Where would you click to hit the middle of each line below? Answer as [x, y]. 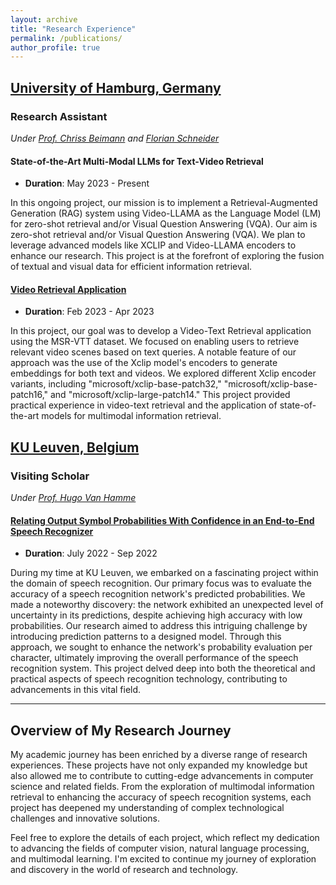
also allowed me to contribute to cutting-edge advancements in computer [162, 776]
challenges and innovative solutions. [85, 818]
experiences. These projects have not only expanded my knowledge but [159, 765]
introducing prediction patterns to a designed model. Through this [146, 637]
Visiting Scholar [50, 476]
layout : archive [44, 19]
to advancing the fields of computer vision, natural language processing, [160, 848]
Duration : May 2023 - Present [87, 183]
